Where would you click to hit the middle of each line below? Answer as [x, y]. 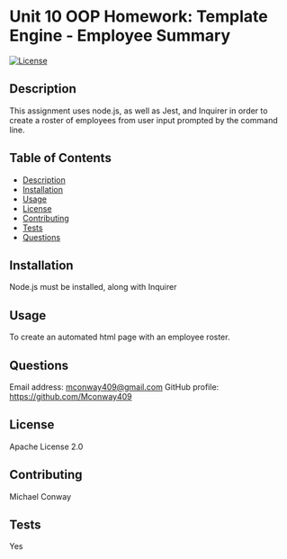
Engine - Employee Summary [120, 36]
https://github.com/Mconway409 [71, 397]
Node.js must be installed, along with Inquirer [93, 287]
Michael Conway [40, 496]
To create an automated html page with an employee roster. [120, 337]
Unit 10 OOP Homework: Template [139, 17]
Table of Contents [61, 158]
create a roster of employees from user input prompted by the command [143, 120]
